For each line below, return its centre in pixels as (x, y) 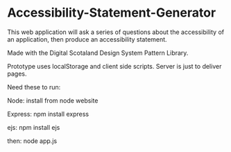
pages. (17, 74)
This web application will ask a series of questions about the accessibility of (115, 32)
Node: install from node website (53, 100)
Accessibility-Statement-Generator (112, 13)
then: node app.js (32, 141)
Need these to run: (34, 87)
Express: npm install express (48, 114)
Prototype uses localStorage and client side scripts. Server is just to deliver (114, 66)
